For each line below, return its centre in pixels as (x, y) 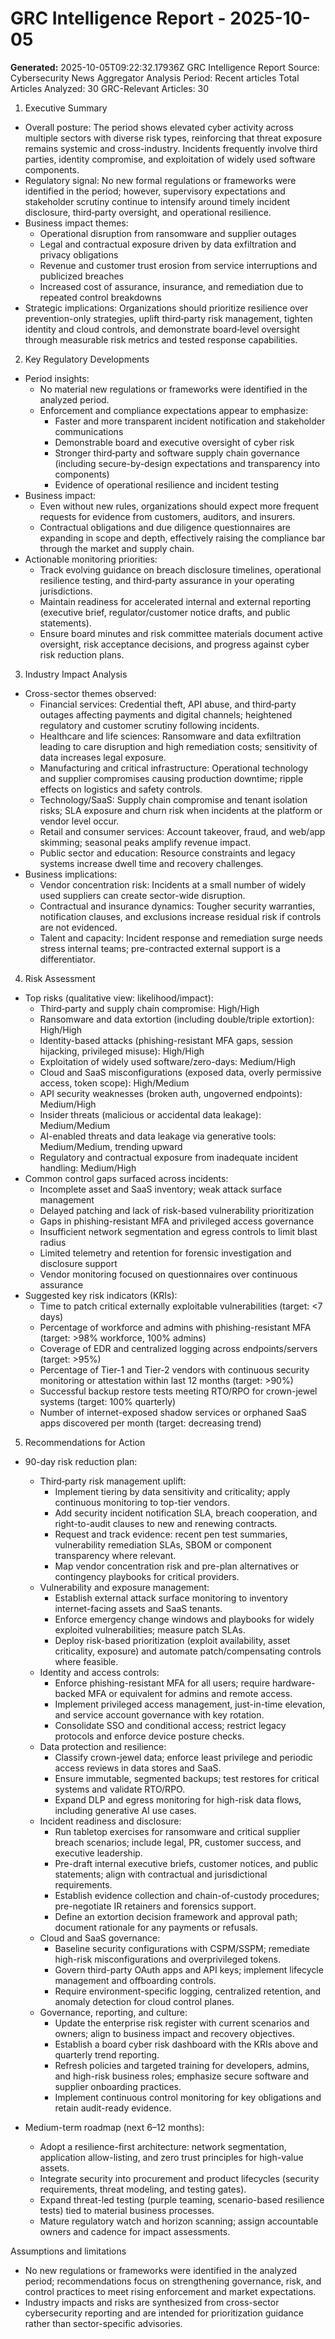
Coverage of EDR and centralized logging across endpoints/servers (178, 1348)
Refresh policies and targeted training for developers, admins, (182, 2065)
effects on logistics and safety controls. (121, 789)
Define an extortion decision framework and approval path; (176, 1916)
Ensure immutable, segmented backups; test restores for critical (187, 1778)
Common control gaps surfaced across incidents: (126, 1178)
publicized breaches (81, 276)
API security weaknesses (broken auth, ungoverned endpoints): (171, 1093)
